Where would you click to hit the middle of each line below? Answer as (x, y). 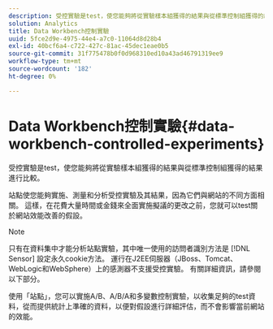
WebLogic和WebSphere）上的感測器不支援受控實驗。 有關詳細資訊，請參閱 (135, 268)
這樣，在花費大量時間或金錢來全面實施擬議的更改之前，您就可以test (137, 205)
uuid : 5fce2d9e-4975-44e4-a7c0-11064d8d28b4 (85, 39)
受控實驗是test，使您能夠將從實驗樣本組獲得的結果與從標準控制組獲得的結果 (136, 167)
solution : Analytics (43, 24)
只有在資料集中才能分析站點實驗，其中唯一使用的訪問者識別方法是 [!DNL (129, 248)
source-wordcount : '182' (50, 69)
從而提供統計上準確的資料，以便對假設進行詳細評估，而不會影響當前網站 (143, 306)
